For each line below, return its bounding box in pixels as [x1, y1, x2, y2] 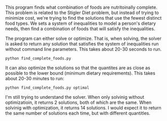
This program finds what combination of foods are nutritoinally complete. [5, 5, 158, 10]
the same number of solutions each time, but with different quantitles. [5, 110, 151, 116]
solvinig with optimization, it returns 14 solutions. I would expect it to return [5, 105, 162, 110]
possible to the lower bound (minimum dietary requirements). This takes [5, 70, 155, 76]
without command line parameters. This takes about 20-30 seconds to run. [5, 46, 162, 52]
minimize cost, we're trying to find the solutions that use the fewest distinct [5, 15, 162, 21]
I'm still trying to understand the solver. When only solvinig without [5, 94, 144, 100]
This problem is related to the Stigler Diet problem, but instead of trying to [5, 10, 159, 16]
